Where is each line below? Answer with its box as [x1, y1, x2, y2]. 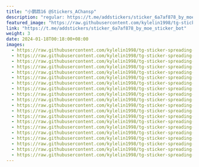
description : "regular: [6, 14, 65, 20]
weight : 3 [6, 31, 31, 37]
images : [6, 42, 25, 48]
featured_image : [6, 20, 46, 25]
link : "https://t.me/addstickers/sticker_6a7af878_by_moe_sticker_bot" [6, 25, 187, 31]
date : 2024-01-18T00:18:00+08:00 [6, 36, 89, 42]
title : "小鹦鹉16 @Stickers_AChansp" [6, 8, 97, 15]
